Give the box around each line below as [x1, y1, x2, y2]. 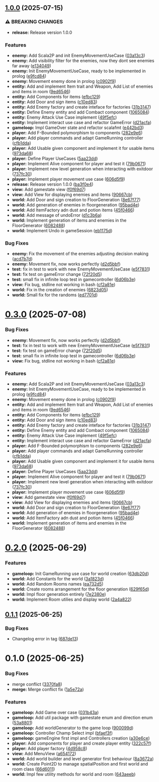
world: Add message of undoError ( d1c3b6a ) [12, 212, 102, 218]
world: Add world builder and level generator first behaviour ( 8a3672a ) [12, 756, 154, 762]
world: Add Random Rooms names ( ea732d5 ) [12, 581, 104, 587]
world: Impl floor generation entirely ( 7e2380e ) [12, 591, 106, 597]
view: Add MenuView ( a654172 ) [12, 751, 76, 757]
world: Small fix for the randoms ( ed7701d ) [12, 292, 98, 298]
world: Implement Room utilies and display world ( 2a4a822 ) [12, 596, 132, 602]
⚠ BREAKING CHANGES [5, 18, 63, 25]
